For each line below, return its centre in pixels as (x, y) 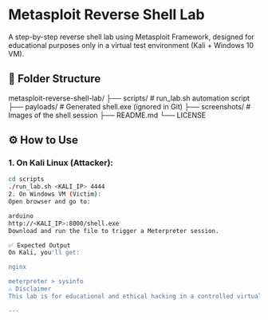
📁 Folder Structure (55, 79)
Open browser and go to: (49, 202)
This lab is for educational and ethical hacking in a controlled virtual (135, 296)
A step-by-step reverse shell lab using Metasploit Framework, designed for (132, 37)
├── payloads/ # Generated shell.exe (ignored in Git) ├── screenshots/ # (130, 106)
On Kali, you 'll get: (44, 253)
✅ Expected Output (39, 245)
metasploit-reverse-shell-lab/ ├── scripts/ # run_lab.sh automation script (129, 98)
